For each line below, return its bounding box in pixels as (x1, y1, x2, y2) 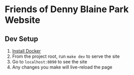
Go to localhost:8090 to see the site (12, 59, 87, 64)
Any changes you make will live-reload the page (12, 64, 112, 70)
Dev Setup (5, 34, 38, 43)
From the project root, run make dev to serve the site (12, 53, 120, 59)
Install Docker (12, 48, 41, 54)
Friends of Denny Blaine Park (5, 4, 129, 15)
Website (5, 14, 40, 26)
